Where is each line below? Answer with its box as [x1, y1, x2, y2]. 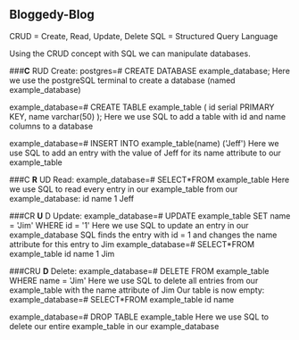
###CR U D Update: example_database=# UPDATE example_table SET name [9, 210, 291, 221]
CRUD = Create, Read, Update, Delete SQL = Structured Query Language [9, 30, 278, 41]
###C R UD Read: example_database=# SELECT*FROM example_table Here [9, 174, 290, 185]
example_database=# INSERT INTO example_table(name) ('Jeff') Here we [9, 137, 279, 148]
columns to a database [9, 120, 94, 131]
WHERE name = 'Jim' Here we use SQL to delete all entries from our [9, 275, 259, 286]
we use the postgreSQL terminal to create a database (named [9, 75, 236, 86]
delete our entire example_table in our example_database [9, 320, 220, 331]
